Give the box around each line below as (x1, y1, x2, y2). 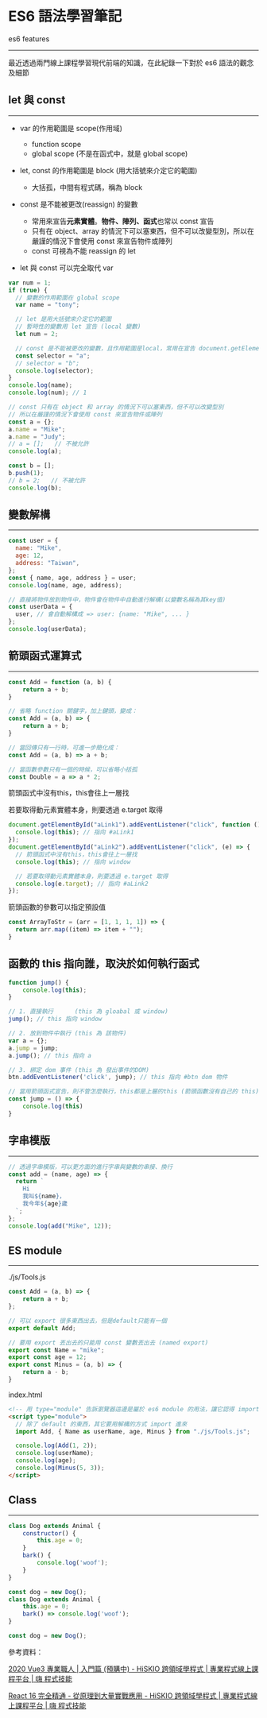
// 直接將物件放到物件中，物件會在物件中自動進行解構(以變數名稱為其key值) (8, 595, 226, 604)
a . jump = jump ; (8, 1044, 59, 1052)
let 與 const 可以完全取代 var (19, 263, 114, 273)
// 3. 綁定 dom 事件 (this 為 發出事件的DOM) (8, 1066, 149, 1074)
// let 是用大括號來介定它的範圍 (15, 315, 112, 323)
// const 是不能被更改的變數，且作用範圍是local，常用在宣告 (15, 344, 196, 352)
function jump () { (8, 978, 69, 986)
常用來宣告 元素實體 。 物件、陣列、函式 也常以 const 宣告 (31, 216, 215, 226)
